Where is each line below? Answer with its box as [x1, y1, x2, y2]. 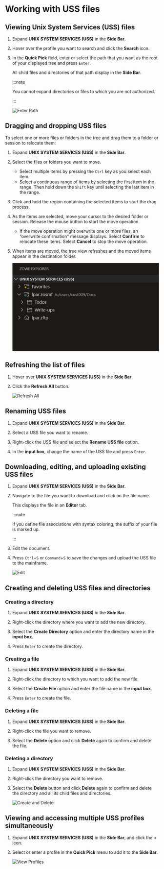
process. [12, 204, 30, 210]
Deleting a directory [5, 755, 53, 762]
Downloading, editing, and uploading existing [5, 462, 146, 471]
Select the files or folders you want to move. [12, 159, 102, 165]
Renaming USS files [5, 407, 66, 415]
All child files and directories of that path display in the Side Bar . [12, 70, 142, 75]
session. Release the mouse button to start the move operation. [12, 218, 140, 224]
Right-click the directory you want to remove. [12, 775, 103, 781]
